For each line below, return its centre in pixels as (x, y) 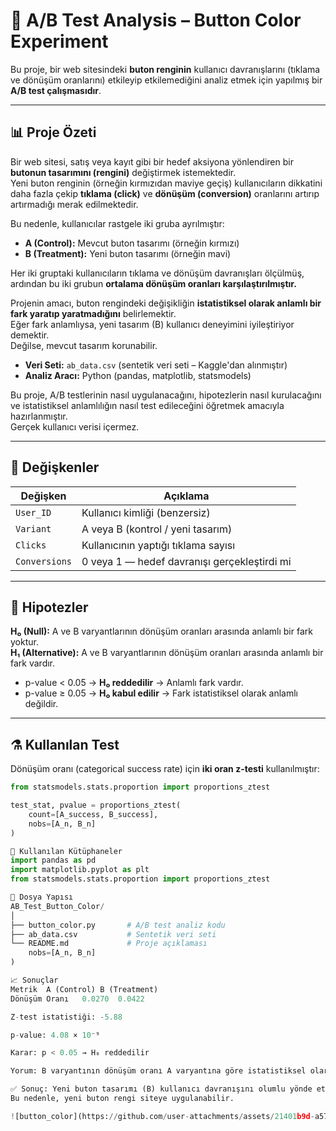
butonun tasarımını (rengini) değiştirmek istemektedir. (123, 172)
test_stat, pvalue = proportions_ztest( (96, 805)
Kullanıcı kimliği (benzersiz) (146, 512)
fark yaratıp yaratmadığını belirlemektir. (93, 313)
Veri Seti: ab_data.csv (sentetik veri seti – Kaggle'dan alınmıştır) (156, 365)
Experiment (59, 41)
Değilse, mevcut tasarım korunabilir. (84, 345)
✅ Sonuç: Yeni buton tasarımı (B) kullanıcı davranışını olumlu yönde (161, 1089)
